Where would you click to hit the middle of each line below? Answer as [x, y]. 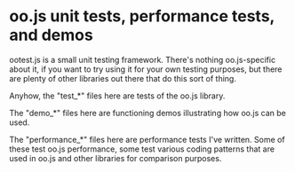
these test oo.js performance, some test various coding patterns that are [142, 149]
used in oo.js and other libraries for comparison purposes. [116, 158]
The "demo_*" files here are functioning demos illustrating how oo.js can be [147, 113]
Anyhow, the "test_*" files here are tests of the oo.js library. [117, 96]
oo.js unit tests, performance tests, [142, 16]
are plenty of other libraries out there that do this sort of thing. [123, 78]
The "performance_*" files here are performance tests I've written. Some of [147, 139]
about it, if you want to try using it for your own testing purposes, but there [146, 69]
